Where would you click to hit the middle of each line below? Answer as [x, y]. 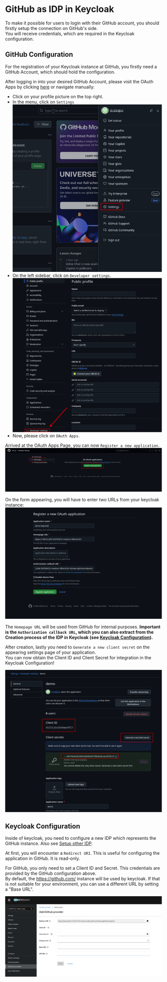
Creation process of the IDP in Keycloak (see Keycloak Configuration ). [79, 637]
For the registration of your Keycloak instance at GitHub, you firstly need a [81, 66]
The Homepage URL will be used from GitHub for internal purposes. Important [83, 626]
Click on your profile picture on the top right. [58, 96]
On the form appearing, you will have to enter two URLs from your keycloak [82, 500]
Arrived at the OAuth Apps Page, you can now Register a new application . [83, 445]
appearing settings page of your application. [50, 652]
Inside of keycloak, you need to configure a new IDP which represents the [81, 838]
